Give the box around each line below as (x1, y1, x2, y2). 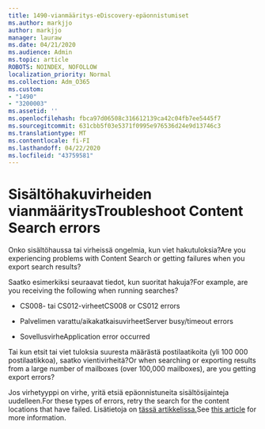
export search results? (8, 262, 81, 271)
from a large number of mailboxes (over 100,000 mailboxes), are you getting (8, 364, 256, 374)
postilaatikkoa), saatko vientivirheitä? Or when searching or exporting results (8, 355, 256, 365)
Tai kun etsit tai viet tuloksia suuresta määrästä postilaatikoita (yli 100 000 (8, 347, 248, 357)
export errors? (8, 373, 55, 382)
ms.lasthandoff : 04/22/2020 (8, 144, 101, 152)
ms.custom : (8, 85, 44, 93)
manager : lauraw (8, 33, 62, 42)
